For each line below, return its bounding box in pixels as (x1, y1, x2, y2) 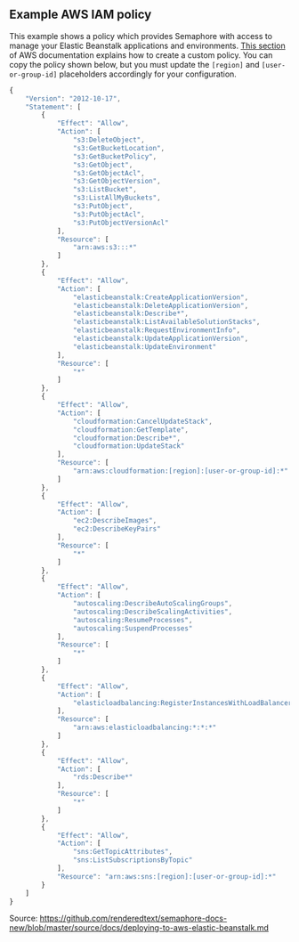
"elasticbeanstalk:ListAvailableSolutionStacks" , (72, 318, 261, 327)
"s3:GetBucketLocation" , (72, 143, 166, 152)
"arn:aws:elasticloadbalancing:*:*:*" (72, 723, 217, 733)
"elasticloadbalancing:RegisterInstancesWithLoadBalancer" (72, 698, 296, 707)
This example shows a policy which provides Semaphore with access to (9, 30, 273, 41)
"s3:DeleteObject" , (72, 135, 145, 145)
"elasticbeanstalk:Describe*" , (72, 309, 190, 319)
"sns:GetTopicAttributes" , (72, 848, 174, 857)
